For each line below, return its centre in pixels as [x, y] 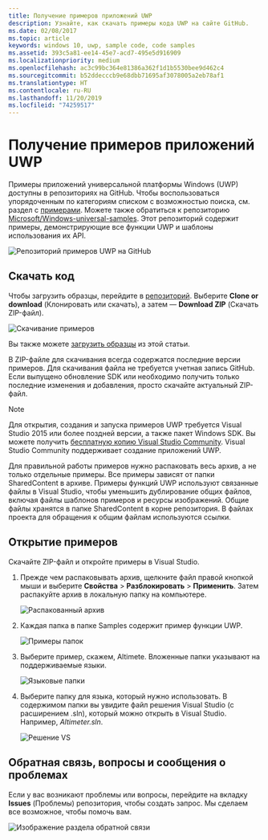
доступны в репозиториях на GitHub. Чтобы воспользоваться [114, 193]
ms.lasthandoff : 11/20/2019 [55, 98]
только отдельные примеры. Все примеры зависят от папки [112, 474]
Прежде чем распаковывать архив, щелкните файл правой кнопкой [136, 577]
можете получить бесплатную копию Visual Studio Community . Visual [127, 442]
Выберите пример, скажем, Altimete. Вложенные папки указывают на [140, 656]
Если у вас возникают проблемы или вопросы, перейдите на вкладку [128, 794]
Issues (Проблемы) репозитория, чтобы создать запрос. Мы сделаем [128, 803]
